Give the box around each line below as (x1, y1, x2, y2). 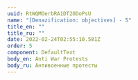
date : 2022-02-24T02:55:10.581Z (7, 36, 101, 43)
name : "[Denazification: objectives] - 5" (7, 17, 132, 24)
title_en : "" (7, 23, 45, 30)
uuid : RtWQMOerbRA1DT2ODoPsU (7, 10, 92, 17)
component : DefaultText (7, 49, 76, 56)
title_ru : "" (7, 29, 45, 37)
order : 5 (7, 42, 33, 49)
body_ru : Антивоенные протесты (7, 62, 98, 69)
